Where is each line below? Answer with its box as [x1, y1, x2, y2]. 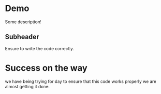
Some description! [5, 19, 42, 25]
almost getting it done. [5, 83, 50, 89]
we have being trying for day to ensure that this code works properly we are [5, 78, 157, 84]
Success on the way [5, 62, 88, 73]
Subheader [5, 33, 40, 41]
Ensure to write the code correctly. [5, 45, 74, 51]
